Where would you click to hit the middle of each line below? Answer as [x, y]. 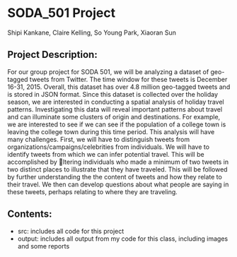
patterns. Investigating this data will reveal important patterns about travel [115, 109]
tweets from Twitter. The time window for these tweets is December [128, 79]
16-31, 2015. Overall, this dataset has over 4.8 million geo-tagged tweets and [119, 87]
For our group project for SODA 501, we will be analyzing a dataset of [108, 71]
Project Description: [52, 55]
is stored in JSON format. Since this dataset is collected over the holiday [112, 94]
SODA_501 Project [61, 13]
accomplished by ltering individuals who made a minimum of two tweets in [118, 162]
